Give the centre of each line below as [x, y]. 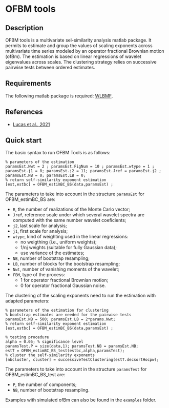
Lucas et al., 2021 [31, 124]
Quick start [24, 141]
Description [24, 28]
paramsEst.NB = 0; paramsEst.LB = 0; [46, 176]
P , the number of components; [45, 384]
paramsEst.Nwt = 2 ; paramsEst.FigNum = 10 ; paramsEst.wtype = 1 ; [80, 167]
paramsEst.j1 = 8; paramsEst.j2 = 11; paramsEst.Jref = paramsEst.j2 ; [83, 171]
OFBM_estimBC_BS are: [30, 199]
